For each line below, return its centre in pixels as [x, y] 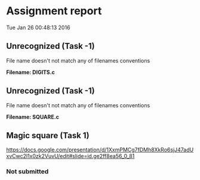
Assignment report [54, 11]
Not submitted [27, 172]
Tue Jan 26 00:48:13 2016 [38, 27]
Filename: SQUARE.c [33, 117]
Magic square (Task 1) [48, 135]
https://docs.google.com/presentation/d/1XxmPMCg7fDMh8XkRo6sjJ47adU [100, 150]
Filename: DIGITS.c [30, 72]
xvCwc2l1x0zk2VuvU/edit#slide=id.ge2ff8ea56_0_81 [70, 156]
